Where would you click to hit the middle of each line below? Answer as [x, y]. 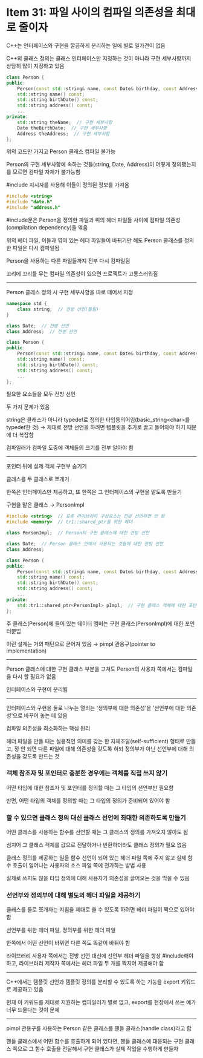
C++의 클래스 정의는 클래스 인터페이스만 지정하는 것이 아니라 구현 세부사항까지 [99, 58]
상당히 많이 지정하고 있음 [35, 66]
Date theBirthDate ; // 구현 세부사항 [62, 128]
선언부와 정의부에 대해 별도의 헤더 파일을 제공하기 [73, 895]
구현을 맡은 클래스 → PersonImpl [45, 505]
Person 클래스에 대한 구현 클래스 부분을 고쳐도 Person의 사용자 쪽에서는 [92, 669]
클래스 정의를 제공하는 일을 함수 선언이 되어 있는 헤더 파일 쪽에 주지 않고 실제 [96, 858]
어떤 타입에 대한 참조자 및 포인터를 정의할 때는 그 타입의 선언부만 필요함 [90, 787]
